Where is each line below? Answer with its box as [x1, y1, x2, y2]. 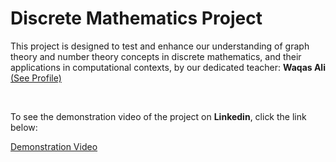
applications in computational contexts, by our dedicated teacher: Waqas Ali [10, 61, 326, 73]
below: [10, 121, 38, 133]
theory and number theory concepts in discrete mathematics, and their [10, 50, 302, 62]
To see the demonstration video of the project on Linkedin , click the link [10, 110, 307, 122]
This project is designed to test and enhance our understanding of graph [10, 40, 310, 52]
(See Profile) [10, 72, 62, 84]
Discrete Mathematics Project [10, 7, 263, 30]
